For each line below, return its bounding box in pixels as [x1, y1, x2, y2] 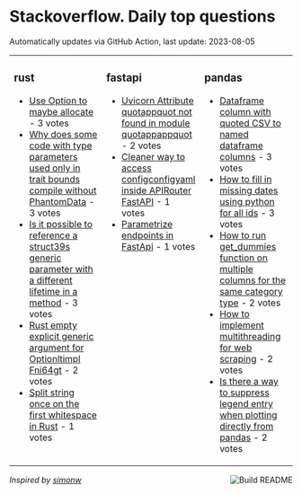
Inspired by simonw [9, 474, 83, 485]
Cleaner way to [120, 150, 186, 163]
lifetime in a [29, 285, 78, 297]
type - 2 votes [219, 296, 281, 309]
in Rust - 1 [29, 419, 75, 432]
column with [219, 105, 271, 118]
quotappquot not [120, 105, 192, 118]
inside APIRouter [120, 184, 191, 197]
